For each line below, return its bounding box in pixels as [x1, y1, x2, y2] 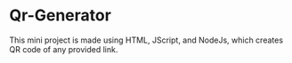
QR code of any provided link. [9, 43, 118, 54]
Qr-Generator [9, 5, 111, 26]
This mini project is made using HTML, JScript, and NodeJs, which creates [9, 35, 283, 45]
